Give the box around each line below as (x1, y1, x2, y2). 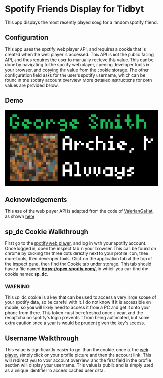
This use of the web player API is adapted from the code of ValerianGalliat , (5, 208, 154, 214)
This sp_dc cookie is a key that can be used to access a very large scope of (5, 294, 157, 300)
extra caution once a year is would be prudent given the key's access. (5, 320, 145, 326)
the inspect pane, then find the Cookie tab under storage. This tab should (5, 261, 152, 267)
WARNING (5, 283, 30, 290)
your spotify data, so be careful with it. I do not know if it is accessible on (5, 299, 151, 305)
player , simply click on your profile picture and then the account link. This (5, 352, 152, 358)
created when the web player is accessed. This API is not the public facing (5, 51, 154, 57)
